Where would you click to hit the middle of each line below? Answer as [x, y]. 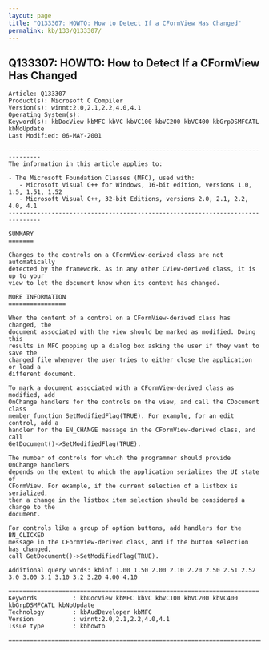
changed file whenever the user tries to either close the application [130, 360]
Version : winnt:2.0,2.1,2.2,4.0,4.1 [89, 620]
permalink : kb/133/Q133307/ [55, 30]
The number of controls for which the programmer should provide [119, 458]
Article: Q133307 [37, 94]
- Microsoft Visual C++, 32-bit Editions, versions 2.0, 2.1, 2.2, [134, 199]
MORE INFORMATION [37, 297]
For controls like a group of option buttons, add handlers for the [125, 528]
